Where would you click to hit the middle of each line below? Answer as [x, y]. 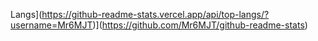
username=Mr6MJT [51, 25]
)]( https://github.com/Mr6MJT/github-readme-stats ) [200, 25]
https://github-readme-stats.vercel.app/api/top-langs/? [155, 14]
